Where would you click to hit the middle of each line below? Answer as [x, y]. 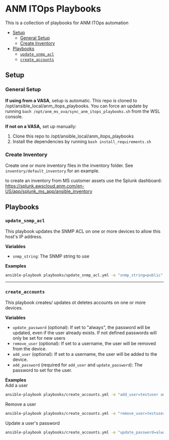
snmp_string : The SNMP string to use [51, 256]
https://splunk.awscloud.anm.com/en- [45, 186]
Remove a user [21, 404]
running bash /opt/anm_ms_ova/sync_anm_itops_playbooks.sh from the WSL [83, 111]
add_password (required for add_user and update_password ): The [77, 365]
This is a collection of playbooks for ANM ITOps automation [67, 23]
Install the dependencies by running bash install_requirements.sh [82, 141]
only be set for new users [39, 338]
